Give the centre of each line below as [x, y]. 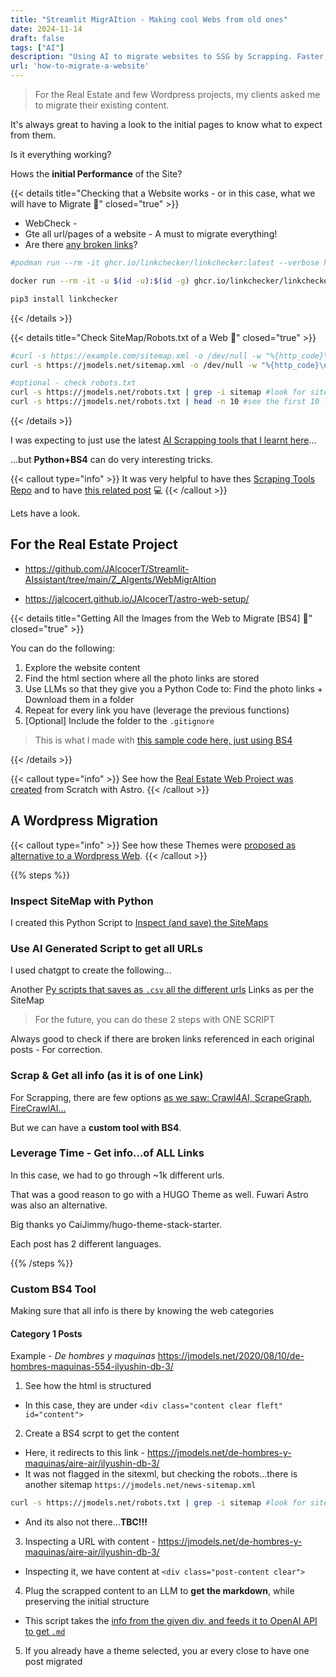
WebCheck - [51, 223]
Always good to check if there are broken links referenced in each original [162, 1039]
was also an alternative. [59, 1205]
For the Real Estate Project [94, 544]
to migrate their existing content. [102, 105]
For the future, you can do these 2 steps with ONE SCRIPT [154, 1020]
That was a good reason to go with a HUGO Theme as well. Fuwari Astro [159, 1194]
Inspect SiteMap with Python [82, 901]
